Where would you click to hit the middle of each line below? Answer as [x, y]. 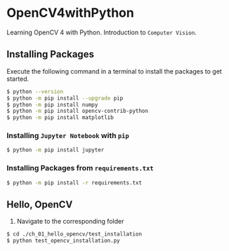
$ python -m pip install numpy [52, 104]
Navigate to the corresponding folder [70, 222]
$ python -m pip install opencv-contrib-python [78, 111]
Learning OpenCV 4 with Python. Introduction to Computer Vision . [102, 32]
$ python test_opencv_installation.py [63, 241]
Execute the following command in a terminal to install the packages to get [114, 71]
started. [18, 79]
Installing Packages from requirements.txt [80, 168]
